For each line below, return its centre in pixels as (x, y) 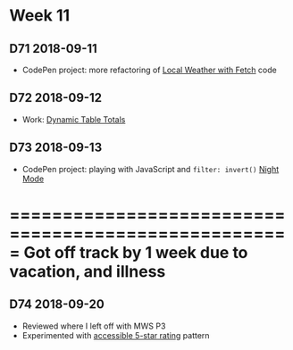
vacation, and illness (88, 271)
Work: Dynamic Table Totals (74, 119)
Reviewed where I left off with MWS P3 (94, 326)
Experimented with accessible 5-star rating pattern (116, 335)
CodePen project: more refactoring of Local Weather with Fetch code (149, 70)
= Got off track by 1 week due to (129, 252)
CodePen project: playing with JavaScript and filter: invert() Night (151, 169)
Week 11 (40, 16)
